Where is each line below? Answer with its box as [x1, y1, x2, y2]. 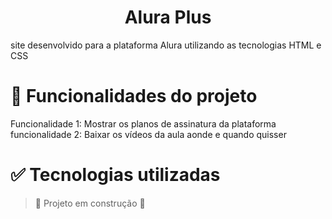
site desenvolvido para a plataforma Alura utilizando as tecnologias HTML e [10, 39, 322, 51]
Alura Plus [124, 6, 212, 29]
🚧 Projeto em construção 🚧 [34, 197, 146, 209]
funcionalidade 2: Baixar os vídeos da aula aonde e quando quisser [10, 128, 287, 140]
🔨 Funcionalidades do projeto [10, 85, 258, 108]
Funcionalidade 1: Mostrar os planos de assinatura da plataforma [10, 117, 277, 130]
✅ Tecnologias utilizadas [10, 164, 221, 186]
